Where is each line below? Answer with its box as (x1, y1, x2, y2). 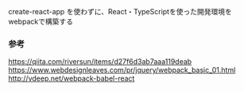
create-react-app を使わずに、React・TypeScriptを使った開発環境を (8, 7, 232, 16)
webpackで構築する (8, 17, 74, 26)
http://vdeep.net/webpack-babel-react (8, 74, 135, 83)
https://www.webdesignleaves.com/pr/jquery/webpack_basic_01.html (8, 66, 236, 75)
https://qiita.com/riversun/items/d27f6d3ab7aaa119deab (8, 57, 192, 66)
